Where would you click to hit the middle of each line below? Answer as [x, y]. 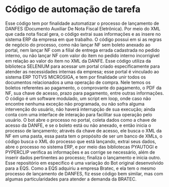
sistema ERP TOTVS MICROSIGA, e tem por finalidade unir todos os [76, 77]
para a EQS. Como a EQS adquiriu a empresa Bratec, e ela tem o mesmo [80, 168]
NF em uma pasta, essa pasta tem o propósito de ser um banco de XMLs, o [84, 136]
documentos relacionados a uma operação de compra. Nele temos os [78, 82]
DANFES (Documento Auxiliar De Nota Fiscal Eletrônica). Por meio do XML [83, 28]
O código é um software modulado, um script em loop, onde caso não [78, 98]
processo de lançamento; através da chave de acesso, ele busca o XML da [83, 130]
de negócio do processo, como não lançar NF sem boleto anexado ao [78, 44]
